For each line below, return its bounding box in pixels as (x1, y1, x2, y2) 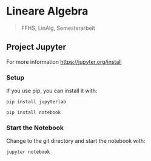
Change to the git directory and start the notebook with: (6, 137, 146, 145)
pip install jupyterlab (6, 99, 67, 105)
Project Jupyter (6, 42, 67, 52)
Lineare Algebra (6, 4, 89, 18)
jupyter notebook (6, 149, 50, 156)
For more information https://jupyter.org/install (6, 58, 122, 65)
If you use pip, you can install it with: (6, 87, 98, 95)
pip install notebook (6, 109, 61, 116)
